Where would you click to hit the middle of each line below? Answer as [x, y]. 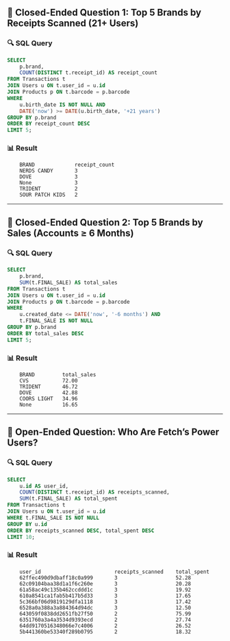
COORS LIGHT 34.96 [49, 398]
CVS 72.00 [49, 380]
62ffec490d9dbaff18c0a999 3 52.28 [105, 578]
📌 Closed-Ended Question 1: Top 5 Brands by [104, 13]
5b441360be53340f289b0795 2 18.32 [105, 631]
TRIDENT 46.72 [49, 387]
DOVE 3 [49, 177]
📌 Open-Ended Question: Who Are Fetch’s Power [113, 432]
